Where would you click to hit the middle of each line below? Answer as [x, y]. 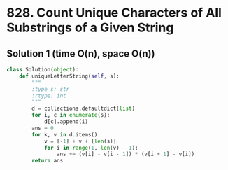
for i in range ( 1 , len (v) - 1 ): [91, 148]
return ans [48, 161]
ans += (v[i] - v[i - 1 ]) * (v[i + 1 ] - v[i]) [126, 154]
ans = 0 [43, 128]
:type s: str [51, 89]
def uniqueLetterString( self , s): [69, 76]
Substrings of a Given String [90, 28]
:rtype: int [49, 96]
